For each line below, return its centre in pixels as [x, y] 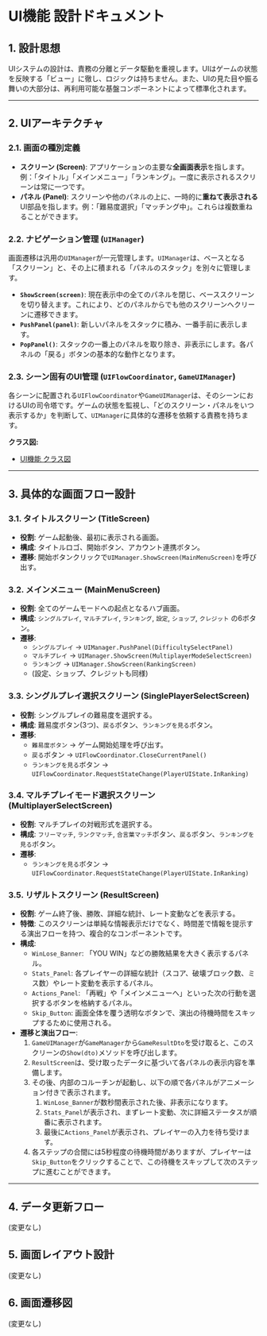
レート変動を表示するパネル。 [108, 983]
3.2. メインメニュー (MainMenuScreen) [85, 589]
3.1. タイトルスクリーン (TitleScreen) [79, 519]
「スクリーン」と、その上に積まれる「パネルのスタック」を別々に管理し [126, 268]
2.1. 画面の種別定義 [44, 148]
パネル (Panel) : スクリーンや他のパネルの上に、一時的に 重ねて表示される [139, 196]
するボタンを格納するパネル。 [87, 1003]
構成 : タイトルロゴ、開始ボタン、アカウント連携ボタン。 [112, 547]
